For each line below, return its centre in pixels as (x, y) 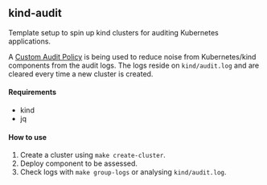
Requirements (33, 92)
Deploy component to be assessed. (79, 163)
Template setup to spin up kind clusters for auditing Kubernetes (114, 32)
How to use (27, 137)
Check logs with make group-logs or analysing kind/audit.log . (123, 172)
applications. (29, 41)
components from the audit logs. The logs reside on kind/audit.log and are (134, 65)
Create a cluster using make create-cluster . (93, 155)
